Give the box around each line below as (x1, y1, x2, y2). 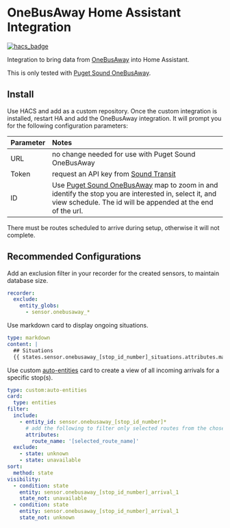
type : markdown (7, 334, 51, 341)
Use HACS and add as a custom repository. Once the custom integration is (7, 106, 218, 115)
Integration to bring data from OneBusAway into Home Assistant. (7, 55, 190, 63)
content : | (7, 341, 38, 347)
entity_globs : (19, 302, 60, 310)
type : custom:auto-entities (7, 387, 88, 393)
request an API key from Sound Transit (51, 169, 176, 179)
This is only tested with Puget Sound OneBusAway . (7, 69, 151, 77)
